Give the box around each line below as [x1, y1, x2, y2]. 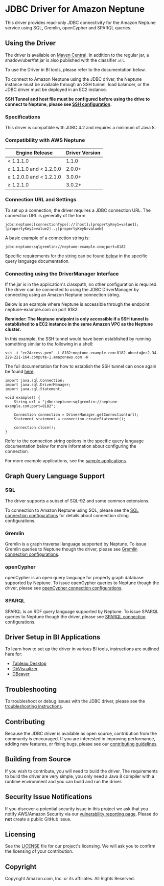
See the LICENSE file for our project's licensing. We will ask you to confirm [5, 843, 156, 849]
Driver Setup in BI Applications [5, 633, 100, 641]
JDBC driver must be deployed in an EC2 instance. [5, 87, 107, 92]
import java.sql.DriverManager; [5, 382, 71, 387]
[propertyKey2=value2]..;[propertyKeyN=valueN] [5, 226, 104, 231]
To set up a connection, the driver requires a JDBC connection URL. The [5, 207, 151, 213]
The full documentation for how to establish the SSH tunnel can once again [5, 363, 157, 369]
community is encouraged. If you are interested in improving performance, [5, 735, 156, 742]
